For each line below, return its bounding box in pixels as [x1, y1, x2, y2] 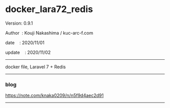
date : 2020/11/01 [5, 39, 45, 46]
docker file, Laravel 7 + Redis [5, 64, 66, 70]
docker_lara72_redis [5, 4, 93, 15]
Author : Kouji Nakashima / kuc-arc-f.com [5, 30, 94, 36]
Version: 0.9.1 [5, 20, 33, 26]
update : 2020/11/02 [5, 49, 51, 55]
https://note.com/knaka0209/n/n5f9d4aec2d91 [5, 92, 104, 98]
